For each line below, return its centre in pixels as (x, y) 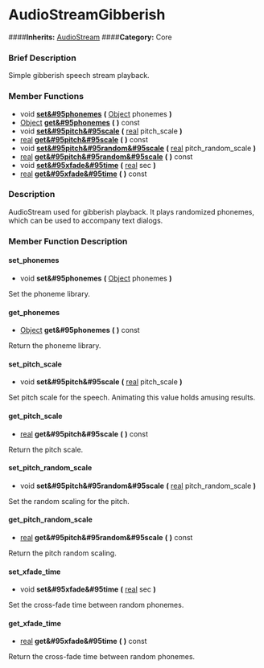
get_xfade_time (35, 623)
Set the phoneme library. (49, 293)
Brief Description (42, 58)
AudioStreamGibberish (87, 15)
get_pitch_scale (35, 416)
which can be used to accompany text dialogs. (86, 220)
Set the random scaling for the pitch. (69, 501)
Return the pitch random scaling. (62, 553)
